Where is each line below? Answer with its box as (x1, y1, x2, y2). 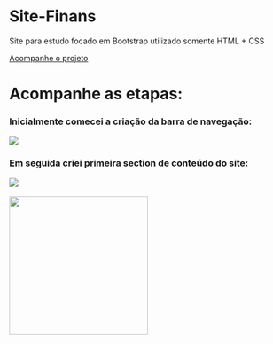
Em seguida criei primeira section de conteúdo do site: (9, 157, 249, 169)
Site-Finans (9, 6, 97, 27)
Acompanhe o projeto (9, 52, 89, 63)
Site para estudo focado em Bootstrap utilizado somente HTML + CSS (9, 35, 265, 46)
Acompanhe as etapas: (9, 84, 183, 104)
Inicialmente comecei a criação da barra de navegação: (9, 115, 253, 128)
